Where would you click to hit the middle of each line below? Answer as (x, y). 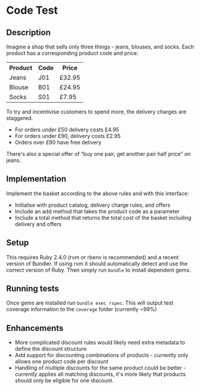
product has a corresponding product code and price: (72, 53)
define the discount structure (50, 349)
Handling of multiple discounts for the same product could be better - (100, 368)
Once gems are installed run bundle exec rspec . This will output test (90, 303)
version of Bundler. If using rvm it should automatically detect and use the (97, 263)
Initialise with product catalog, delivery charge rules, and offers (93, 205)
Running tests (33, 289)
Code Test (32, 10)
